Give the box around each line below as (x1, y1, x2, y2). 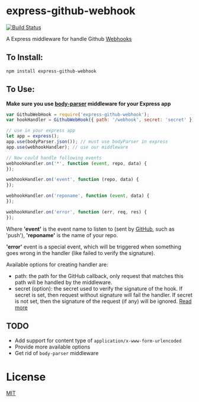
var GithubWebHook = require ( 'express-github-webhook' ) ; (6, 111, 150, 117)
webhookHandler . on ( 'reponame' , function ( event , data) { (6, 193, 150, 199)
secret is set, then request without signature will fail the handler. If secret (14, 291, 192, 298)
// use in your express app (6, 127, 76, 134)
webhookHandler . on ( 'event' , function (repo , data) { (6, 177, 139, 183)
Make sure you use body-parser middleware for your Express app (6, 100, 171, 107)
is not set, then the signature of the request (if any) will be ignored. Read (14, 298, 192, 305)
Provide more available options (14, 343, 91, 350)
